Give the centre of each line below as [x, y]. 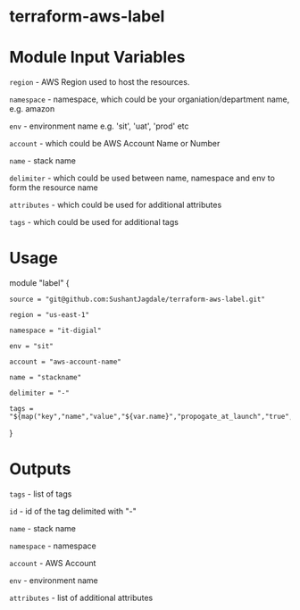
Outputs [40, 469]
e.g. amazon [32, 109]
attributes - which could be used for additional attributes [116, 205]
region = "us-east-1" [50, 315]
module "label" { [39, 283]
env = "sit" [31, 347]
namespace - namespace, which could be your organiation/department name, [150, 99]
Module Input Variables [97, 58]
